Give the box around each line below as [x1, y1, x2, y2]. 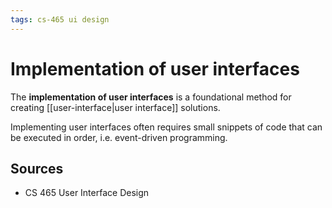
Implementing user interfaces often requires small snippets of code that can [10, 121, 323, 133]
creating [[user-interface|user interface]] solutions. [10, 101, 221, 113]
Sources [10, 160, 64, 177]
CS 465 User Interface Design [24, 187, 150, 199]
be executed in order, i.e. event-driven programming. [10, 131, 228, 143]
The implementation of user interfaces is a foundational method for [10, 91, 292, 103]
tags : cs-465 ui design [10, 14, 110, 25]
